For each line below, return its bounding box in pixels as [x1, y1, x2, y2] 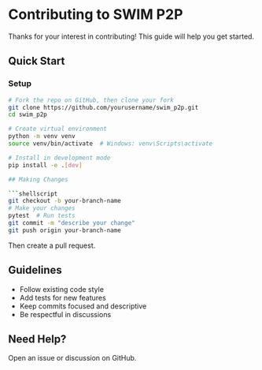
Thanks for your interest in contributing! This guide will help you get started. [8, 32, 254, 41]
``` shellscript [8, 189, 58, 198]
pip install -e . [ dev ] [8, 161, 83, 169]
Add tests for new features [19, 293, 106, 302]
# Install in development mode [8, 154, 111, 162]
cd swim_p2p [8, 110, 47, 119]
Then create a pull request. [8, 241, 96, 250]
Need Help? [8, 332, 67, 346]
